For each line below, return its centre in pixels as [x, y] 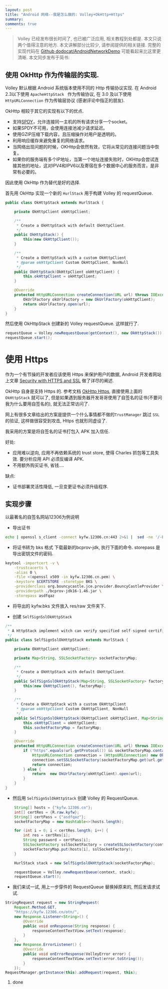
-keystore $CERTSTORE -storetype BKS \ [56, 582]
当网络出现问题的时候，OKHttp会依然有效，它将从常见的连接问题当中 [83, 147]
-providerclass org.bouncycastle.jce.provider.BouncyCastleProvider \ [89, 587]
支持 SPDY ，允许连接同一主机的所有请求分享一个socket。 [71, 122]
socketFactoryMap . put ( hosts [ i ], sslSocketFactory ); [78, 849]
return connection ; [52, 765]
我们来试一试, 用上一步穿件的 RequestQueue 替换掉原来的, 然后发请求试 [86, 887]
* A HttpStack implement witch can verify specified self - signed [77, 631]
